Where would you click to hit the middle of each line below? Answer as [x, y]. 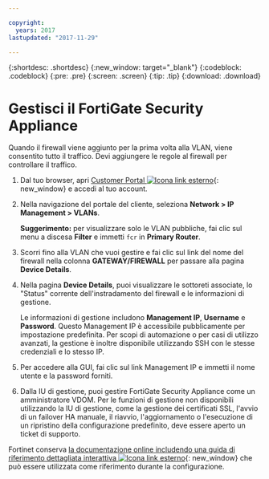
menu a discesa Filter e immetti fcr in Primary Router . [110, 237]
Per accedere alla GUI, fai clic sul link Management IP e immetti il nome [137, 367]
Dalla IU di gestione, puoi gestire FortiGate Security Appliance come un [137, 392]
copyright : [26, 22]
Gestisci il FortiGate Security [106, 108]
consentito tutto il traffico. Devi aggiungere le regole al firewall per [118, 156]
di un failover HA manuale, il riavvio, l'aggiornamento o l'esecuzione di [136, 417]
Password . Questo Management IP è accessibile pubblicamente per [132, 327]
